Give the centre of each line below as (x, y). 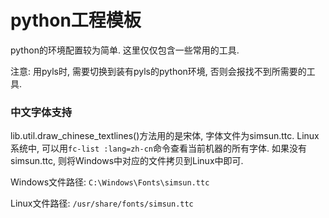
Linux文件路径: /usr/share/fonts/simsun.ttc (102, 203)
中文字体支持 (41, 112)
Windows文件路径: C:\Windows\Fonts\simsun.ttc (110, 182)
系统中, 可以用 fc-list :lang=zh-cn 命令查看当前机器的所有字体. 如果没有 (158, 148)
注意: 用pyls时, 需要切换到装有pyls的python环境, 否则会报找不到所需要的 (158, 71)
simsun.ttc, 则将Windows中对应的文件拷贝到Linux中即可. (127, 161)
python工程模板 (76, 20)
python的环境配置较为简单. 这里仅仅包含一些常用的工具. (125, 50)
